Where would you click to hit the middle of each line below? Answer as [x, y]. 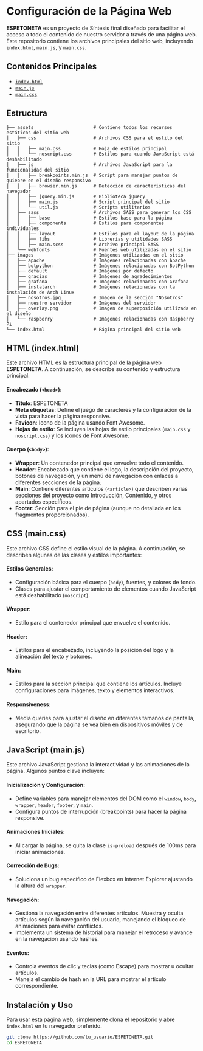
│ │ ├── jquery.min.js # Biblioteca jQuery [76, 196]
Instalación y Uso [40, 1005]
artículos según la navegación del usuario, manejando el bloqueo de [101, 920]
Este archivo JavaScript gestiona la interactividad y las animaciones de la [98, 765]
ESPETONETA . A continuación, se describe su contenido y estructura [93, 369]
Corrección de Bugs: [33, 865]
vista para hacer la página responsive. [63, 416]
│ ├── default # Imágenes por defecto [80, 271]
